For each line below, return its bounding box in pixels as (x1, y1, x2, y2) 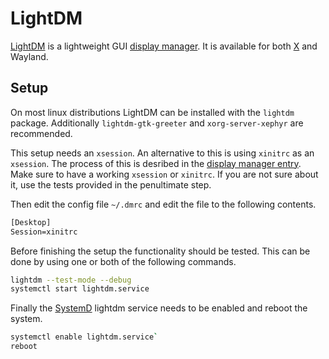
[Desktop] (10, 217, 52, 227)
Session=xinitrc (10, 227, 78, 237)
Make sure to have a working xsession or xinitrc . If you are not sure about (10, 168, 319, 180)
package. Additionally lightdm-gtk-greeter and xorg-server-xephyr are (10, 117, 304, 129)
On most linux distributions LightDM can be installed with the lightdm (10, 106, 295, 118)
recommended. (10, 127, 73, 139)
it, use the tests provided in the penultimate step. (10, 178, 212, 191)
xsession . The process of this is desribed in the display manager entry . (10, 157, 302, 169)
